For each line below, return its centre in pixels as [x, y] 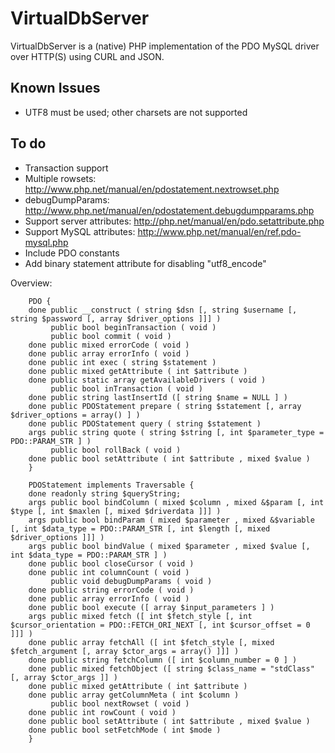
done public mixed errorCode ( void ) [109, 345]
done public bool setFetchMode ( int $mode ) [125, 730]
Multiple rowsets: [60, 178]
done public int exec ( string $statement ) [122, 362]
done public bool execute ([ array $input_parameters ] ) [151, 607]
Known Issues [55, 88]
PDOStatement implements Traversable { [111, 485]
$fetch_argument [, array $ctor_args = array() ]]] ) [125, 651]
